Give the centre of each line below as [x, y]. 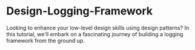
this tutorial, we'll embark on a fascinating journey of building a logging [95, 34]
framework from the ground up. [45, 40]
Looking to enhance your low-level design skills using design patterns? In [98, 28]
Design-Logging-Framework [80, 11]
